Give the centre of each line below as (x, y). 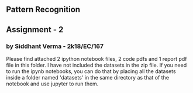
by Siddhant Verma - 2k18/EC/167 (55, 46)
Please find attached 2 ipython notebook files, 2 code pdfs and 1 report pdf (96, 59)
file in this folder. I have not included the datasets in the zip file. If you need (96, 65)
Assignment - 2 (35, 30)
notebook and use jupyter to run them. (52, 84)
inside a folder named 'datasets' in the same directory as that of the (88, 78)
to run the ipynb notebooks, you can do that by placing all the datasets (91, 71)
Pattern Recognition (43, 10)
